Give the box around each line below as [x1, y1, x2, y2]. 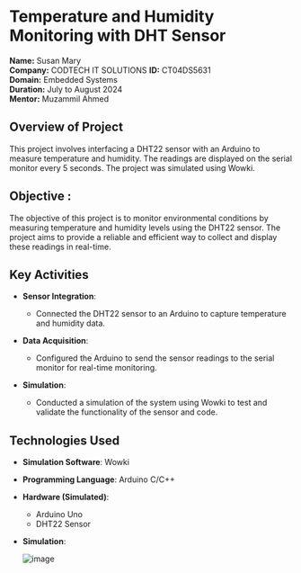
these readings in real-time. [9, 241, 111, 252]
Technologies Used [9, 433, 120, 448]
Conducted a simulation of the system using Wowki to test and [35, 398, 268, 408]
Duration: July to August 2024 [9, 84, 123, 94]
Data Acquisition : [22, 336, 89, 346]
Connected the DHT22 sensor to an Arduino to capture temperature [35, 309, 287, 319]
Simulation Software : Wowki [22, 457, 130, 468]
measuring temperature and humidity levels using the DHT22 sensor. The [9, 222, 281, 233]
